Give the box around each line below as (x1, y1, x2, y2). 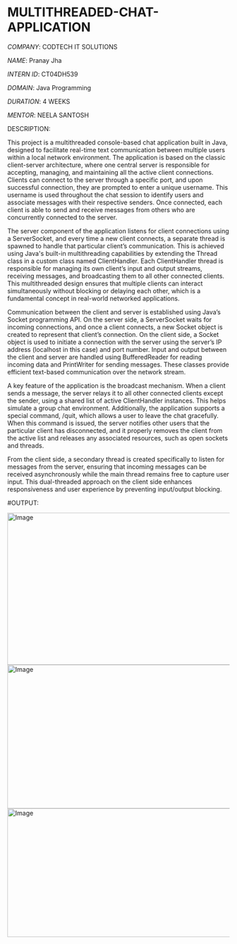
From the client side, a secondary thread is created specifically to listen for (7, 455, 224, 463)
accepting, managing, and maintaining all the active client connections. (7, 168, 214, 176)
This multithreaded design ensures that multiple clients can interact (7, 279, 203, 288)
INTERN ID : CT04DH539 (7, 70, 78, 78)
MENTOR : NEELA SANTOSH (7, 111, 90, 119)
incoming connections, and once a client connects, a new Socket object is (7, 322, 224, 331)
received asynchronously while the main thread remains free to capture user (7, 470, 229, 478)
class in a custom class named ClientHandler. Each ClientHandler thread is (7, 257, 224, 265)
